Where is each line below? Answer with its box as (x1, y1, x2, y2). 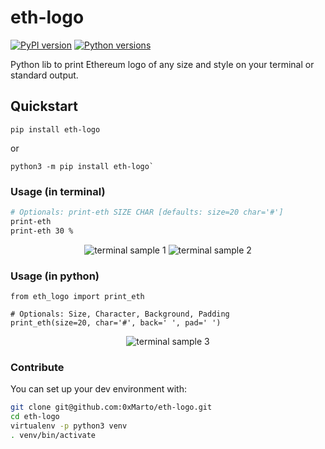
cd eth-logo (10, 412, 60, 422)
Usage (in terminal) (10, 184, 106, 198)
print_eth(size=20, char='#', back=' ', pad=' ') (10, 317, 222, 328)
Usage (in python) (10, 269, 100, 283)
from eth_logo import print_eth (10, 291, 145, 301)
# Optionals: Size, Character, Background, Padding (10, 309, 230, 319)
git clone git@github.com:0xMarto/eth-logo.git (10, 402, 213, 413)
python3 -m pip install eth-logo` (10, 161, 155, 171)
